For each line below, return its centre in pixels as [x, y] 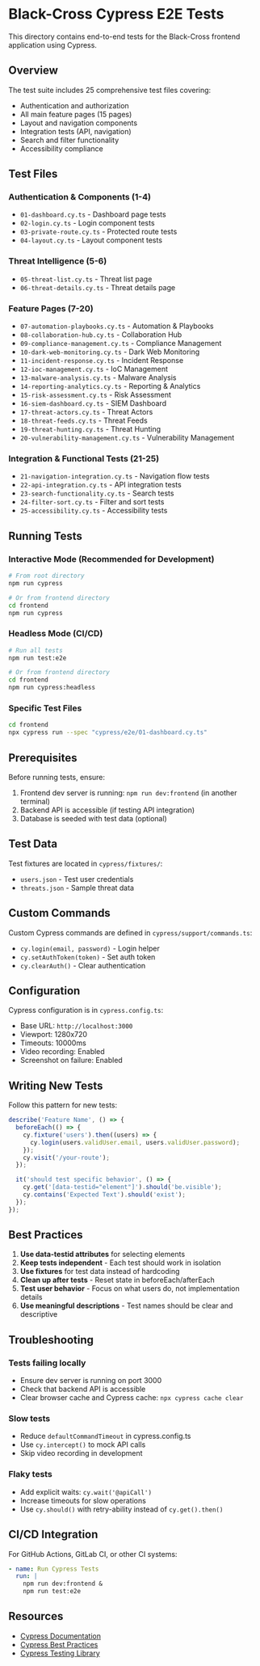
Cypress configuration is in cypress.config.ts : [86, 1010]
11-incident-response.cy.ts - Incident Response [102, 361]
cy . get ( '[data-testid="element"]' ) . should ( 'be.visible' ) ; [122, 1187]
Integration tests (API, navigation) [75, 131]
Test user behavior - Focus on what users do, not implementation [130, 1289]
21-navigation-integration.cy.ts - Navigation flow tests [115, 476]
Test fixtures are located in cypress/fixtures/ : [86, 863]
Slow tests [29, 1419]
